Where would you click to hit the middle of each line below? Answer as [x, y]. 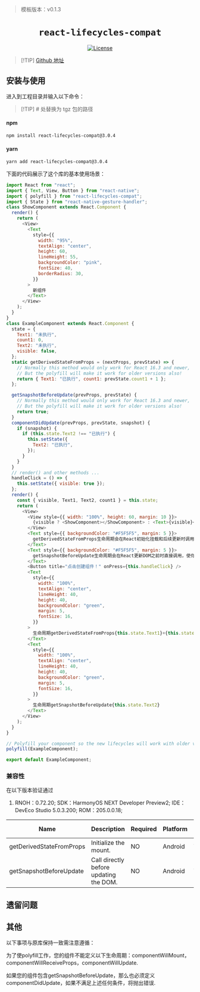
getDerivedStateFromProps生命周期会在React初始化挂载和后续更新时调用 [113, 539]
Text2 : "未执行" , [37, 346]
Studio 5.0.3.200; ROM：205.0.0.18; [79, 810]
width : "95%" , [55, 241]
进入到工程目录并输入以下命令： [45, 96]
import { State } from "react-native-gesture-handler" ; [77, 202]
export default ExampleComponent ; [49, 760]
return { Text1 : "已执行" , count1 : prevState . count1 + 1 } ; [92, 379]
